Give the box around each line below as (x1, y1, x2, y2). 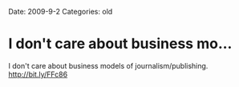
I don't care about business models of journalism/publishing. (8, 61, 209, 70)
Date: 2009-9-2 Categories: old (8, 7, 113, 16)
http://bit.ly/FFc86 (8, 69, 68, 79)
